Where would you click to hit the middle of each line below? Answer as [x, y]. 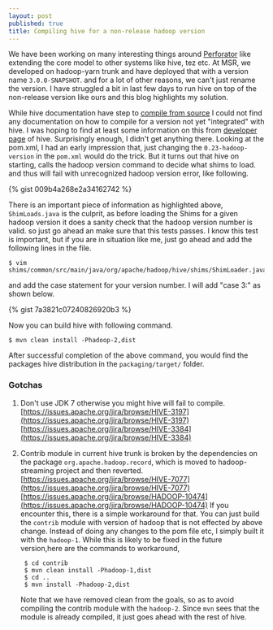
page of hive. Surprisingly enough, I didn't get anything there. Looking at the [136, 139]
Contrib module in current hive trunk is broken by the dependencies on [139, 453]
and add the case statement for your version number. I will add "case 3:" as [135, 285]
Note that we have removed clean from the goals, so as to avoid [127, 599]
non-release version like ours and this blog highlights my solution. [119, 98]
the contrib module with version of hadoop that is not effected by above [141, 522]
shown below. [32, 294]
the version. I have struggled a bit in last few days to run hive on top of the [133, 89]
